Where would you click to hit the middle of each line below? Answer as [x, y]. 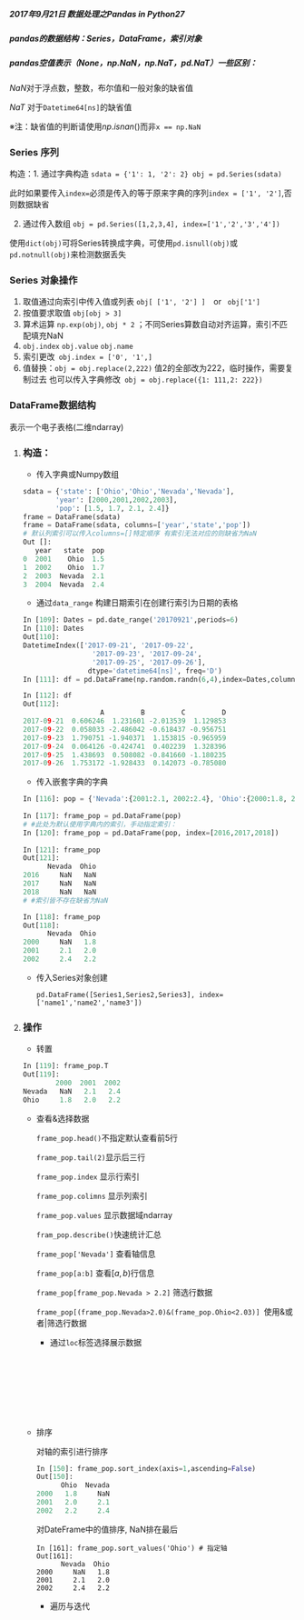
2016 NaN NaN [59, 875]
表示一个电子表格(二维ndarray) [67, 426]
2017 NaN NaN [59, 884]
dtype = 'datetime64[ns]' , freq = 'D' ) [155, 671]
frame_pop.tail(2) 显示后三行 [91, 1157]
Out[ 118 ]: [41, 925]
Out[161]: [55, 1556]
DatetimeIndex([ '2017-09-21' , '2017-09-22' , [108, 645]
